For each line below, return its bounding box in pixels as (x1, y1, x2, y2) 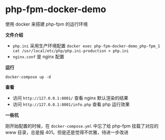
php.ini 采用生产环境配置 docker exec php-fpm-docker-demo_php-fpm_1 (12, 42, 160, 49)
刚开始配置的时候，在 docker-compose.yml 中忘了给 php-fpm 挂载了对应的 (5, 123, 159, 129)
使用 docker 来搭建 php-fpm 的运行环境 (5, 21, 88, 27)
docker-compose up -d (5, 74, 51, 79)
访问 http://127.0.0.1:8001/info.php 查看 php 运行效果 (12, 101, 130, 107)
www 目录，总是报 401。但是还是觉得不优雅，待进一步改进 (5, 129, 128, 135)
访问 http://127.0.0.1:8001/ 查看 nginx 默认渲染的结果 (12, 95, 128, 101)
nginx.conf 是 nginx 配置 (12, 53, 64, 60)
